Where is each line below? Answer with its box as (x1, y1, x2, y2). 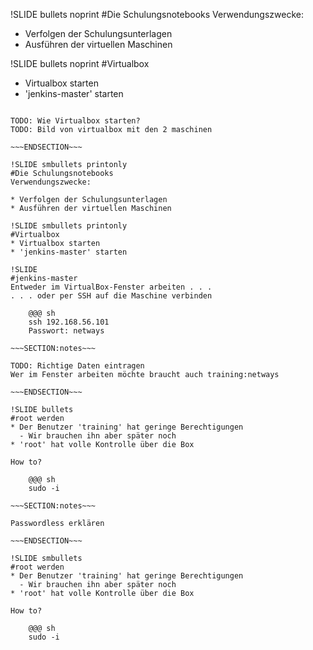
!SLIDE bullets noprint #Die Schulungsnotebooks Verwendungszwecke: (10, 9, 304, 20)
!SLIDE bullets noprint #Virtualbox (10, 58, 150, 69)
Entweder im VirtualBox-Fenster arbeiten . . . (10, 282, 213, 292)
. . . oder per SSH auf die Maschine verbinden (10, 291, 213, 301)
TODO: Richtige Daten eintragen (10, 361, 145, 371)
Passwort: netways (28, 326, 105, 336)
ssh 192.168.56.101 (28, 317, 110, 327)
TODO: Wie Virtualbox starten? (10, 116, 141, 126)
